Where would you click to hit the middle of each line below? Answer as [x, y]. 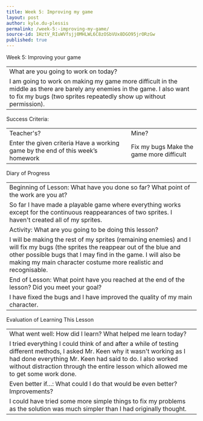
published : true [27, 40]
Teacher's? [25, 133]
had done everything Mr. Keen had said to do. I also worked [94, 359]
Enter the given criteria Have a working [64, 143]
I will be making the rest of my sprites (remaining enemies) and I [100, 240]
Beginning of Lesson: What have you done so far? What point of [100, 187]
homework [24, 158]
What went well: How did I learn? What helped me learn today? [98, 334]
